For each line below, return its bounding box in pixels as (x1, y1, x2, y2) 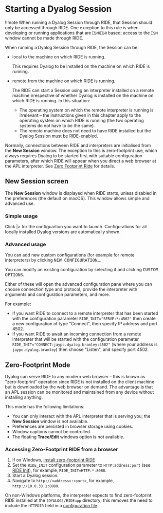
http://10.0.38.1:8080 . (12, 483, 60, 489)
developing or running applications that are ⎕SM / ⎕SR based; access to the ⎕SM (5, 30, 158, 36)
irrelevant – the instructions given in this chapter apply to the (19, 112, 141, 118)
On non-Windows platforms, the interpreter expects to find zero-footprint (5, 493, 152, 498)
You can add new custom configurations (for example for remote (5, 252, 135, 258)
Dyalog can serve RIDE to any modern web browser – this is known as (5, 374, 145, 380)
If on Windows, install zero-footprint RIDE (12, 457, 95, 463)
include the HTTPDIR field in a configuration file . (5, 503, 99, 509)
